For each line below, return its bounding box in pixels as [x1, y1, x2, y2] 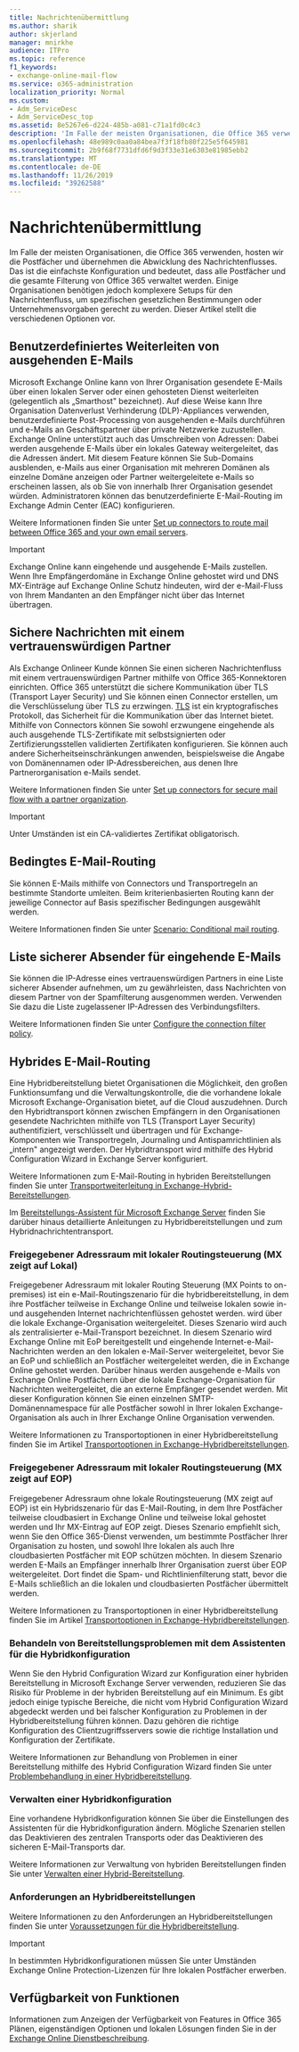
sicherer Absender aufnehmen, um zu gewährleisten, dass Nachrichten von [9, 982, 287, 993]
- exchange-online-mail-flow [9, 71, 117, 80]
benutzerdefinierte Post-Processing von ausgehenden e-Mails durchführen [9, 414, 286, 425]
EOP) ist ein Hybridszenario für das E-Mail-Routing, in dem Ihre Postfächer [9, 1502, 283, 1513]
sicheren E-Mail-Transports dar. [9, 1841, 126, 1852]
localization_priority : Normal [9, 87, 125, 96]
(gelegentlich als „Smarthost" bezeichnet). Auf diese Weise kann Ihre [9, 395, 263, 406]
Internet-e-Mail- [214, 1336, 274, 1347]
